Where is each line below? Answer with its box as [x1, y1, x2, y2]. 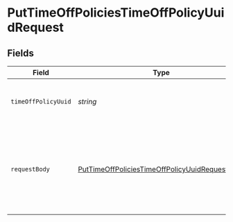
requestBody [10, 165, 51, 173]
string [78, 97, 97, 106]
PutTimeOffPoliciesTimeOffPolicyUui [7, 5, 225, 21]
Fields [7, 47, 35, 59]
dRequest [7, 19, 64, 35]
